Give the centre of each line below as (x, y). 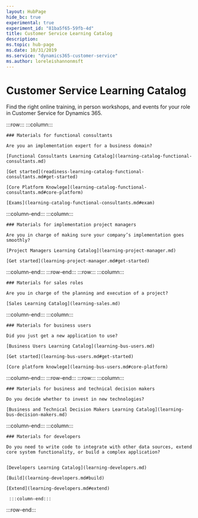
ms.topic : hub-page (30, 45)
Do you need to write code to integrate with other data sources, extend (99, 447)
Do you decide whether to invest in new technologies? (75, 399)
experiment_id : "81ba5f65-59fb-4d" (50, 28)
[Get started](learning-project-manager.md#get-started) (78, 261)
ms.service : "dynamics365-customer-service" (62, 56)
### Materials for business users (49, 326)
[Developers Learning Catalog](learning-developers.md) (76, 468)
